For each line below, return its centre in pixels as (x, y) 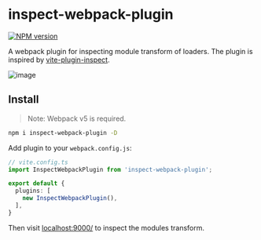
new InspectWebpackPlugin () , (70, 198)
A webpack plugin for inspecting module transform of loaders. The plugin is (130, 51)
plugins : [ (33, 191)
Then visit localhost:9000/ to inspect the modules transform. (107, 227)
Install (24, 100)
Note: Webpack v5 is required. (77, 118)
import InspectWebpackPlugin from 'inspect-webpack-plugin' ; (110, 169)
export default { (37, 184)
